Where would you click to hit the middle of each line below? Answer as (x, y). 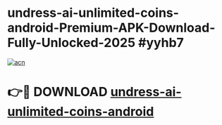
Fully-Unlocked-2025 (72, 43)
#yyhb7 (161, 43)
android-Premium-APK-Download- (111, 28)
